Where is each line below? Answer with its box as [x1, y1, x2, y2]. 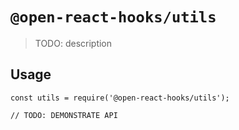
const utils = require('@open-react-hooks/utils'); [10, 93, 230, 103]
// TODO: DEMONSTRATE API [10, 110, 118, 120]
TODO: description [34, 37, 113, 49]
